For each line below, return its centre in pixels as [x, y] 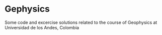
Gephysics [27, 9]
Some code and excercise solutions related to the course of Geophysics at [81, 22]
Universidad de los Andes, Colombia [42, 27]
